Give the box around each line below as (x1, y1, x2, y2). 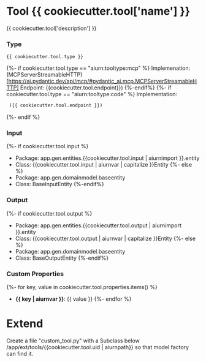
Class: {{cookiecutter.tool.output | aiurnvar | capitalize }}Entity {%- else (15, 235, 196, 242)
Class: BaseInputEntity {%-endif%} (15, 181, 104, 188)
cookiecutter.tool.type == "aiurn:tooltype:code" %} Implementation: (6, 91, 178, 98)
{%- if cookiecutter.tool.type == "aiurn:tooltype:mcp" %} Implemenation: (6, 64, 191, 72)
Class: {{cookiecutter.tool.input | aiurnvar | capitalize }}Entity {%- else (15, 161, 192, 168)
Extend (6, 317, 44, 331)
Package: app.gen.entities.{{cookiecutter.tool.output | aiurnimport (15, 222, 182, 229)
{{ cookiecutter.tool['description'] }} (6, 25, 97, 32)
